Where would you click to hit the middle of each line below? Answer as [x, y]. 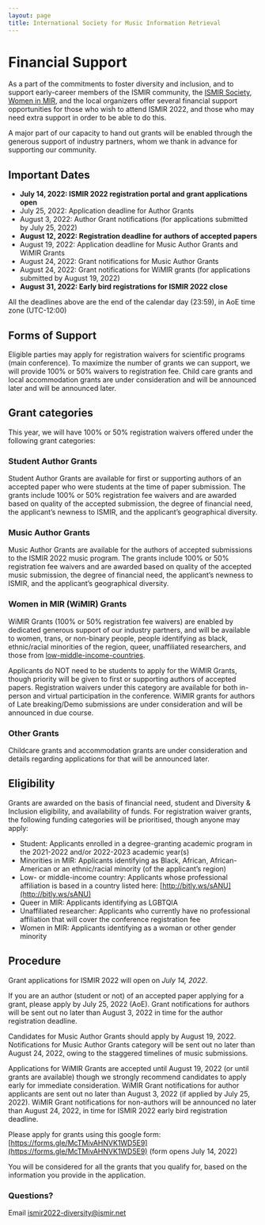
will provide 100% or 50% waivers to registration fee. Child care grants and [131, 371]
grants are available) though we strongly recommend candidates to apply [127, 1077]
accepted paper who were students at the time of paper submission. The [127, 487]
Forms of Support [53, 335]
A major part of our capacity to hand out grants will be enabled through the [131, 133]
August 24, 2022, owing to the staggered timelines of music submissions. [128, 1053]
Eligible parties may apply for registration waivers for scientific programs [127, 354]
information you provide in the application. [77, 1175]
